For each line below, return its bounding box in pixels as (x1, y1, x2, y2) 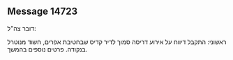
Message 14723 (7, 6, 78, 17)
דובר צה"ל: (7, 24, 36, 32)
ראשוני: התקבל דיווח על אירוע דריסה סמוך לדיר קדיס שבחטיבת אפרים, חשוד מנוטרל (7, 38, 227, 46)
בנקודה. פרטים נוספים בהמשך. (7, 45, 88, 53)
